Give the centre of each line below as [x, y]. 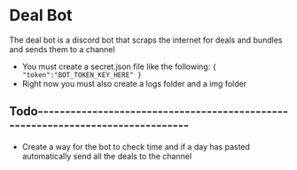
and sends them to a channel [62, 49]
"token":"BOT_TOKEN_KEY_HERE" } [82, 75]
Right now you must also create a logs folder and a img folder [134, 83]
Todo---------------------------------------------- [149, 112]
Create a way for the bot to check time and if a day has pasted [136, 146]
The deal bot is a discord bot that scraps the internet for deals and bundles [146, 40]
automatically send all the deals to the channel [107, 156]
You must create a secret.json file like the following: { [119, 66]
